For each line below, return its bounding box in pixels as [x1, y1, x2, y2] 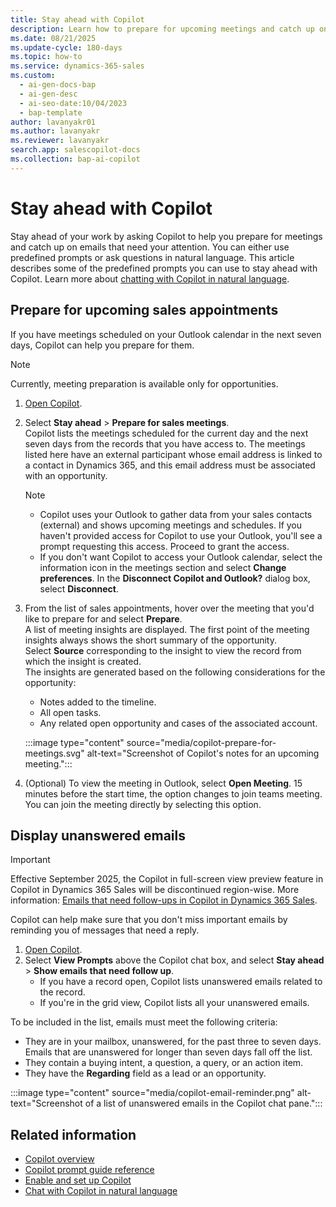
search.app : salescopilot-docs [10, 145, 141, 155]
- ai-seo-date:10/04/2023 [19, 98, 128, 108]
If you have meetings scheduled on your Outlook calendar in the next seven [10, 328, 322, 340]
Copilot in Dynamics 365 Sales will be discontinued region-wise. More [10, 884, 300, 896]
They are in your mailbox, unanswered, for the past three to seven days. [24, 1036, 322, 1048]
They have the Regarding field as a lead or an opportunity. [24, 1067, 267, 1080]
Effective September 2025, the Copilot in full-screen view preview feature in [10, 873, 324, 885]
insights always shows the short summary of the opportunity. [24, 634, 277, 646]
